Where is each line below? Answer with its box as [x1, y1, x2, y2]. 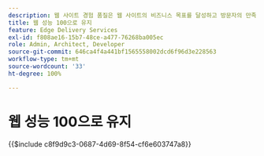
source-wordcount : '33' [8, 63, 87, 71]
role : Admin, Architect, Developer [8, 41, 125, 49]
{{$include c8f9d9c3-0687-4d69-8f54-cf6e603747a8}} [8, 139, 191, 149]
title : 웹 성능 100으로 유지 [8, 19, 92, 27]
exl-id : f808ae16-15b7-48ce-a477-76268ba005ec [8, 33, 164, 42]
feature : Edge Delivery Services [8, 26, 118, 34]
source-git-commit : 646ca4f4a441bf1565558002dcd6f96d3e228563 [8, 48, 217, 56]
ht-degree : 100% [8, 70, 61, 78]
